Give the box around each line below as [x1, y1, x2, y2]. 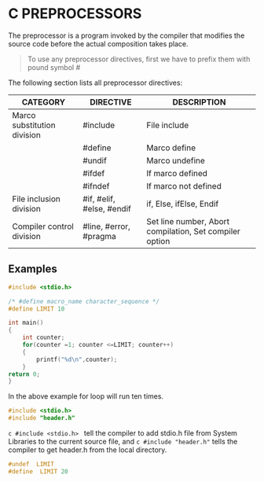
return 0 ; [8, 370, 41, 378]
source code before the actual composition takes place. [8, 39, 189, 48]
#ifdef [82, 167, 105, 178]
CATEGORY [21, 96, 66, 107]
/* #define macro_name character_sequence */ [8, 297, 159, 305]
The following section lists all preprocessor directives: [8, 78, 183, 87]
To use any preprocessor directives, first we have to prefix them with [27, 54, 251, 64]
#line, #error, [82, 221, 131, 232]
